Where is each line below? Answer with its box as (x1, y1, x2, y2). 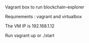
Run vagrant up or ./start (5, 33, 55, 38)
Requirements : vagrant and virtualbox (5, 14, 82, 19)
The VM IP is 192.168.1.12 (5, 23, 55, 29)
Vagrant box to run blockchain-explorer (5, 4, 85, 10)
